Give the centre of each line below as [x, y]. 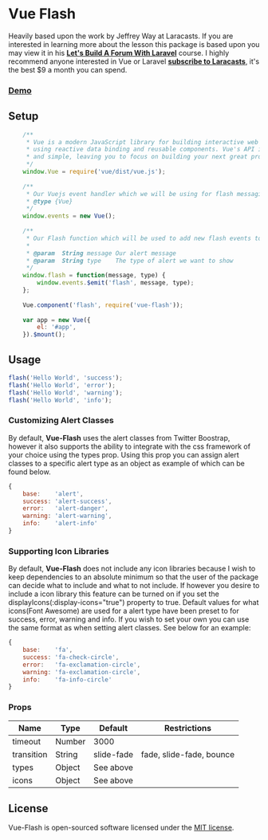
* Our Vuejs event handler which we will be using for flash [130, 194]
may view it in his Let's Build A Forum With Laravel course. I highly [119, 53]
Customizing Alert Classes [61, 421]
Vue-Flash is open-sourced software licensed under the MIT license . [121, 828]
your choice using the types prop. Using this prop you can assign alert [124, 454]
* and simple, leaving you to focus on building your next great [137, 157]
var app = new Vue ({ [57, 320]
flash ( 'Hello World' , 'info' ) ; [60, 400]
